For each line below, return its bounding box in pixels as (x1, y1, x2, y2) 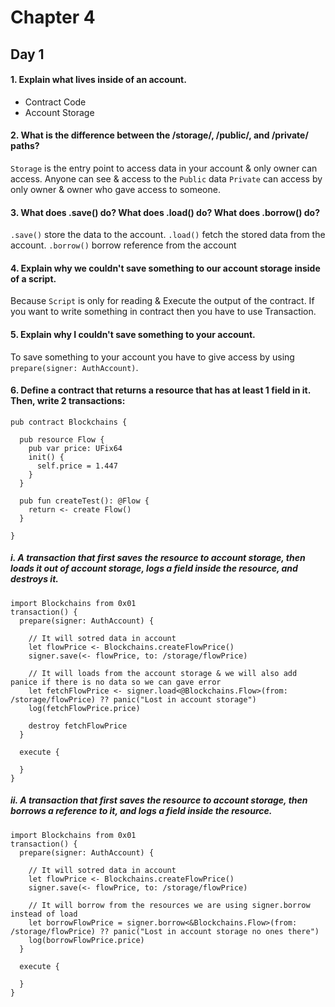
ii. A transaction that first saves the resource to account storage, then (10, 794, 308, 806)
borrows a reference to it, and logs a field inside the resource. (10, 805, 273, 817)
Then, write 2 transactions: (10, 395, 126, 407)
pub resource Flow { (19, 434, 105, 445)
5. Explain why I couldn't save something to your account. (10, 328, 256, 340)
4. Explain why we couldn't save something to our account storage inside (10, 262, 321, 274)
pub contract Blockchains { (10, 417, 128, 427)
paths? (10, 140, 40, 152)
